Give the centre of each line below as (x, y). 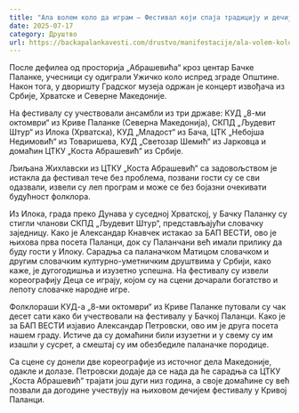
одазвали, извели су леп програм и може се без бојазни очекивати (138, 187)
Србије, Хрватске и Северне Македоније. (88, 96)
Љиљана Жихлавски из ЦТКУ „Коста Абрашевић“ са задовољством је (143, 168)
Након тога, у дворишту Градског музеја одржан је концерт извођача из (147, 86)
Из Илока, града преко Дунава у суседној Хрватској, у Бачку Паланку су (148, 214)
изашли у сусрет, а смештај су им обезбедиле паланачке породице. (139, 344)
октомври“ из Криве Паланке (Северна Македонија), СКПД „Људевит (142, 123)
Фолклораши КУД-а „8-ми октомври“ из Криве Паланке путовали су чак (148, 307)
